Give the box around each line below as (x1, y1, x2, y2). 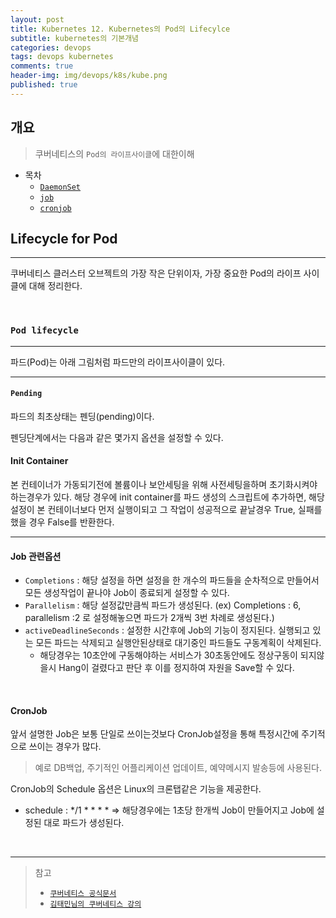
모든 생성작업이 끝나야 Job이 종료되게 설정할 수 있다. (24, 587, 230, 599)
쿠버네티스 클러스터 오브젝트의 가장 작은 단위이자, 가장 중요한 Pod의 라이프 (10, 267, 302, 280)
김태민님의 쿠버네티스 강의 (49, 899, 142, 910)
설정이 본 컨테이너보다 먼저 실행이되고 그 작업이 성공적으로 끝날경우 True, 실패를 (10, 504, 323, 516)
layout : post (10, 14, 65, 25)
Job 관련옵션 (10, 550, 62, 562)
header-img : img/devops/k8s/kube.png (10, 71, 168, 81)
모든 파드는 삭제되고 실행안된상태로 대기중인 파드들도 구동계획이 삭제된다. (35, 637, 322, 649)
